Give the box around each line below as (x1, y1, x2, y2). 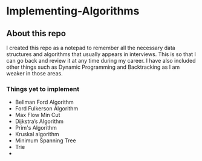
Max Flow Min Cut (15, 112, 60, 119)
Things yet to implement (6, 84, 80, 93)
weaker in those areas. (6, 70, 63, 77)
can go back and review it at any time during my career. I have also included (6, 57, 196, 64)
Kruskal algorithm (15, 131, 59, 138)
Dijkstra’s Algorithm (15, 118, 64, 125)
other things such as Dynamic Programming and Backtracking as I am (6, 63, 180, 71)
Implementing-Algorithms (6, 4, 140, 18)
